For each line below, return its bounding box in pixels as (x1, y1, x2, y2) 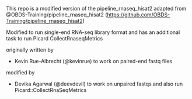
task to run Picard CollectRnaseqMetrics (6, 35, 103, 42)
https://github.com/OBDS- (107, 11, 170, 18)
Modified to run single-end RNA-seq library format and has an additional (6, 29, 180, 36)
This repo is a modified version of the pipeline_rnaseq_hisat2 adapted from (6, 5, 187, 12)
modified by (6, 69, 35, 76)
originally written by (6, 46, 54, 53)
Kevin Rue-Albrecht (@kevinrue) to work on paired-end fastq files (14, 58, 172, 64)
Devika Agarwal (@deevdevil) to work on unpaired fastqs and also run (14, 80, 183, 87)
